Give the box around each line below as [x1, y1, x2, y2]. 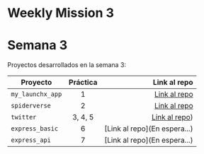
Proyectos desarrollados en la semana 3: [7, 61, 126, 69]
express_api [11, 136, 52, 144]
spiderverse [11, 102, 52, 110]
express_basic [11, 125, 59, 133]
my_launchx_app [11, 90, 62, 98]
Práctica [68, 78, 98, 88]
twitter [11, 113, 37, 122]
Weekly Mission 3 [7, 5, 115, 21]
